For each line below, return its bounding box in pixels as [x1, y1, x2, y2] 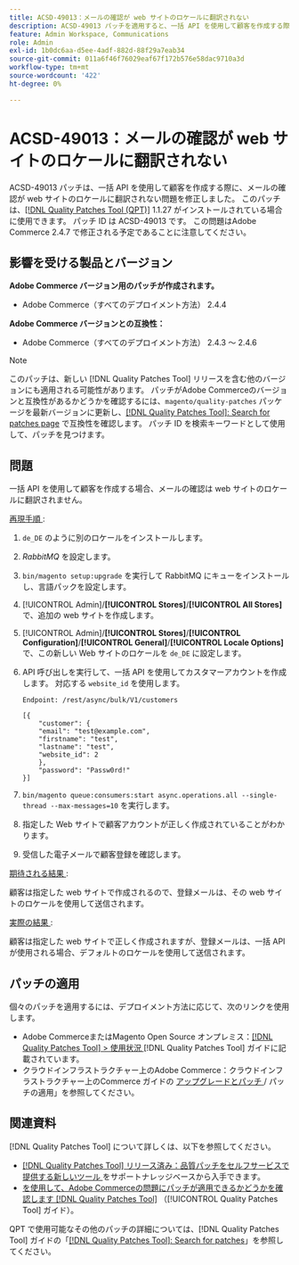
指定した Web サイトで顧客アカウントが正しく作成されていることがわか [21, 819, 286, 830]
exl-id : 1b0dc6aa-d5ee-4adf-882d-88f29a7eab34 [9, 46, 185, 55]
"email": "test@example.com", [38, 727, 150, 736]
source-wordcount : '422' [9, 71, 101, 80]
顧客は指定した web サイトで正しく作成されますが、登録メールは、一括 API [9, 936, 286, 947]
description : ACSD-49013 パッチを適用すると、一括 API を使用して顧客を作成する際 [9, 21, 291, 30]
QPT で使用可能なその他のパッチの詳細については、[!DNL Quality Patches [9, 1223, 279, 1234]
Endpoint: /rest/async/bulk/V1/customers [21, 696, 178, 705]
